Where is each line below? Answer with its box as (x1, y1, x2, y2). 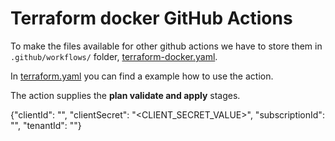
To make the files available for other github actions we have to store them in (10, 40, 323, 52)
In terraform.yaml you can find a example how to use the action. (10, 70, 274, 82)
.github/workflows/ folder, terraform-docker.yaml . (10, 50, 218, 62)
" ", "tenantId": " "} (10, 119, 82, 131)
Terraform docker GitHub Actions (10, 7, 293, 30)
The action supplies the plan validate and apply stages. (10, 89, 241, 101)
